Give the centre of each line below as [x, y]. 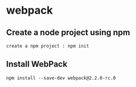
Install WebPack [37, 64]
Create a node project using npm [68, 32]
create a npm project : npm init [48, 46]
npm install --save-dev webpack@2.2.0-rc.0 [61, 78]
